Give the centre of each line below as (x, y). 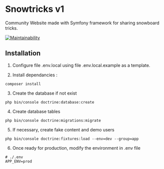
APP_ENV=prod (19, 161)
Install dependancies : (35, 75)
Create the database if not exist (44, 93)
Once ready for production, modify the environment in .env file (76, 148)
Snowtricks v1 (35, 9)
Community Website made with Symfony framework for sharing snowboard (82, 23)
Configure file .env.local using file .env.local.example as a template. (81, 65)
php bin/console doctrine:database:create (50, 102)
